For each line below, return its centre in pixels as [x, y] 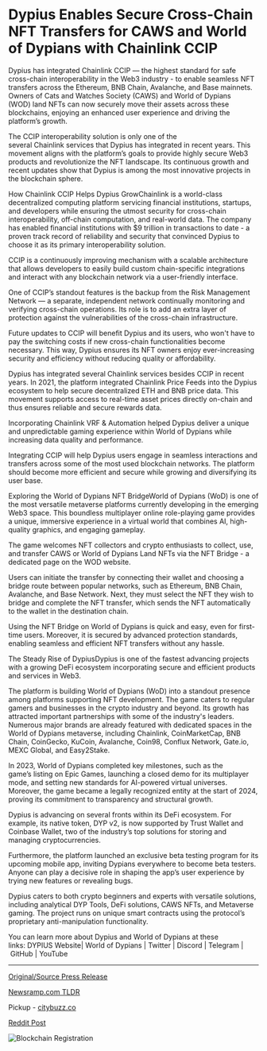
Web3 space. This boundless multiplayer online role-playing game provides [132, 512]
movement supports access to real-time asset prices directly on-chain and [130, 399]
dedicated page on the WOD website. [70, 562]
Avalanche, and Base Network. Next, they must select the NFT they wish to [131, 594]
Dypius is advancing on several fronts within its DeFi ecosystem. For [120, 814]
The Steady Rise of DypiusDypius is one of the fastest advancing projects [129, 659]
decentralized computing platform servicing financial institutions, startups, [130, 202]
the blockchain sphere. [46, 178]
